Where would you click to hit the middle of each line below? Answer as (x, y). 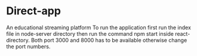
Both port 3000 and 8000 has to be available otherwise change (109, 40)
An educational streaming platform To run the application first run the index (98, 27)
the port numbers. (28, 46)
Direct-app (34, 11)
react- (183, 33)
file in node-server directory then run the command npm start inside (90, 33)
